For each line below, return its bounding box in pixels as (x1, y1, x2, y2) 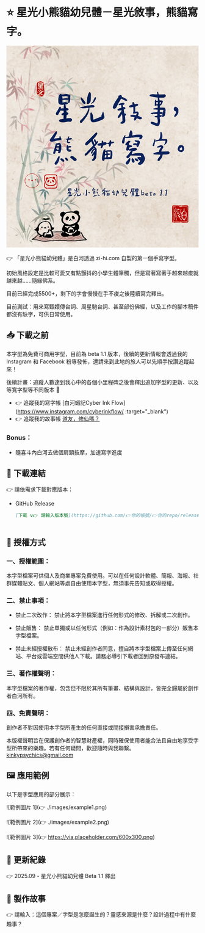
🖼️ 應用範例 (6, 771, 49, 781)
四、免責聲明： (6, 709, 51, 717)
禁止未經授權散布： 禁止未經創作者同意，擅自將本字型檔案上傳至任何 (15, 645, 188, 652)
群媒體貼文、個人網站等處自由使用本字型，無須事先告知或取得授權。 (6, 579, 178, 587)
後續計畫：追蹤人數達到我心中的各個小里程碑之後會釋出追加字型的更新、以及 (6, 378, 199, 385)
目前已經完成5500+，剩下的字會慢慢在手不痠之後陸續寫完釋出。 (6, 289, 168, 297)
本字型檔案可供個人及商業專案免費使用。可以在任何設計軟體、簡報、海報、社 (6, 572, 199, 579)
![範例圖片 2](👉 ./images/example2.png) (6, 818, 110, 826)
